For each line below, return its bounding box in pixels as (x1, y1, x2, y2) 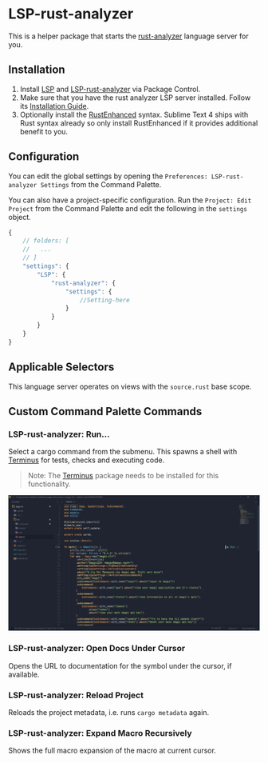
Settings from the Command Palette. (40, 179, 162, 189)
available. (8, 669, 40, 679)
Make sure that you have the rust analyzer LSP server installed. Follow (19, 93, 251, 102)
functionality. (27, 479, 71, 489)
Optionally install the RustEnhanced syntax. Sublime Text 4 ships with (19, 110, 249, 119)
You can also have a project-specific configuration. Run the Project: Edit (8, 195, 252, 205)
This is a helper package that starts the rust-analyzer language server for (8, 31, 249, 41)
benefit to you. (19, 126, 69, 136)
